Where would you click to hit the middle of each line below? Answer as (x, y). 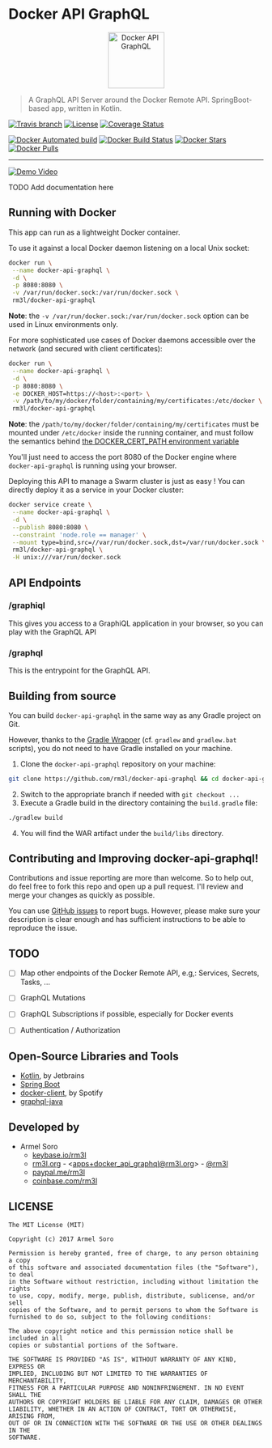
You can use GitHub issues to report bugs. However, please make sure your (134, 911)
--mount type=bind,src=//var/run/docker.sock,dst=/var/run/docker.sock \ (139, 542)
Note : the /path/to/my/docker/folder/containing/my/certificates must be (134, 424)
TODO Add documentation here (61, 187)
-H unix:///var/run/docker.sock (66, 558)
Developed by (44, 1127)
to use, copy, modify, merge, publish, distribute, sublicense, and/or (132, 1296)
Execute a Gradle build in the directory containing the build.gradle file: (138, 803)
